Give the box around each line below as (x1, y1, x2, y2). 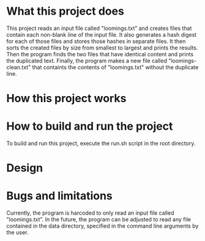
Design (6, 161, 43, 175)
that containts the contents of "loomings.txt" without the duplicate (32, 63, 199, 71)
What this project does (6, 4, 124, 18)
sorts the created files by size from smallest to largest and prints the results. (6, 44, 198, 51)
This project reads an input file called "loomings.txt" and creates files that (6, 24, 192, 32)
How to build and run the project (6, 119, 173, 133)
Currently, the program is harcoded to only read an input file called (6, 209, 174, 217)
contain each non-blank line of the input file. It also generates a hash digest (6, 31, 197, 38)
